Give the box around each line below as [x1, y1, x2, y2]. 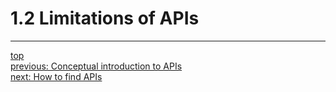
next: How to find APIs [10, 70, 103, 82]
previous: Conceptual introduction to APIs [10, 60, 183, 72]
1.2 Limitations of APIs [10, 7, 200, 30]
